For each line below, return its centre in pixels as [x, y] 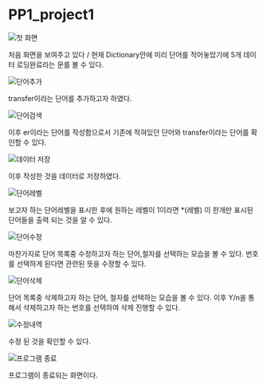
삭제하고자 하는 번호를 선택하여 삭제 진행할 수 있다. [102, 307]
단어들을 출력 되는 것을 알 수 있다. [60, 220]
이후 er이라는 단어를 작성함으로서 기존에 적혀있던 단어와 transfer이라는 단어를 [129, 132]
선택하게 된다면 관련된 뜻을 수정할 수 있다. [81, 264]
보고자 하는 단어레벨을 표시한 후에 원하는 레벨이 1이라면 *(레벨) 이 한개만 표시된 [131, 209]
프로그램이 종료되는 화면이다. [53, 375]
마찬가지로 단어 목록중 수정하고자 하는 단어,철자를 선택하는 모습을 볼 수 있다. [126, 253]
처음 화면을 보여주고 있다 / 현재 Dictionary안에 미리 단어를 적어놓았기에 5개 [125, 54]
